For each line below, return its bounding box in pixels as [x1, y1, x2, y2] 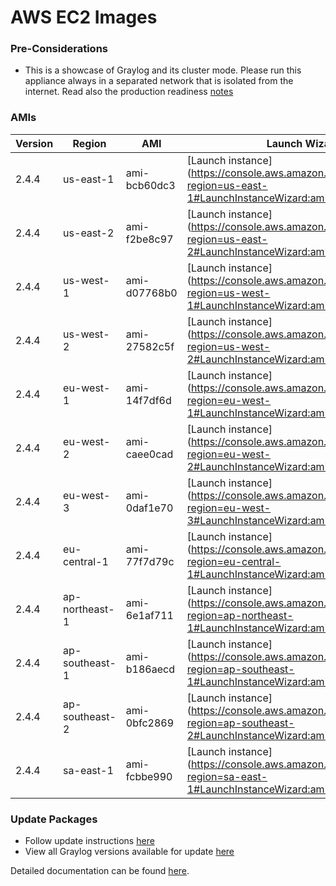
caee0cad [125, 447, 174, 461]
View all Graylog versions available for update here [24, 846, 235, 858]
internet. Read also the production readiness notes [24, 86, 234, 98]
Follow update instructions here [24, 835, 155, 847]
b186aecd [125, 662, 175, 676]
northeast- [63, 602, 115, 616]
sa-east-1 [63, 763, 114, 777]
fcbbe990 [125, 769, 173, 783]
